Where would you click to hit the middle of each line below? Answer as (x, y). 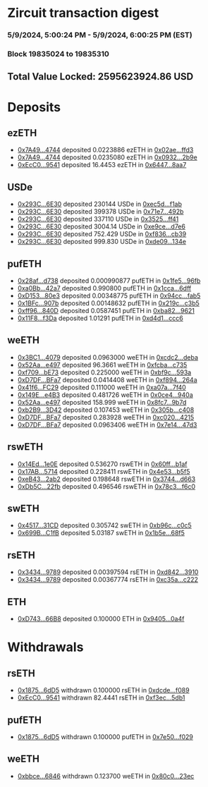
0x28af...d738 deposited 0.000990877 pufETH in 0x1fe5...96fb (109, 281)
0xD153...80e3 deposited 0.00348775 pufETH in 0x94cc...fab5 (109, 296)
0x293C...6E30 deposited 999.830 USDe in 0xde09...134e (102, 242)
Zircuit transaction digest (83, 13)
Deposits (34, 107)
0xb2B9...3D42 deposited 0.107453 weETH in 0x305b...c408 (106, 410)
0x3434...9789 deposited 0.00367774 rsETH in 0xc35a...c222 (108, 580)
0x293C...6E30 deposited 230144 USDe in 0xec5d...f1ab (99, 204)
